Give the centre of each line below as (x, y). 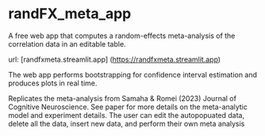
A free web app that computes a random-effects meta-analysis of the (122, 36)
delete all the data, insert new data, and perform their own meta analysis (127, 123)
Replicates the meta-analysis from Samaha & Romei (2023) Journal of (122, 98)
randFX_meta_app (70, 14)
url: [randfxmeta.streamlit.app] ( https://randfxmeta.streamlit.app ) (114, 59)
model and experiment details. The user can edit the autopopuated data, (126, 115)
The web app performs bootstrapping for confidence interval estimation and (133, 74)
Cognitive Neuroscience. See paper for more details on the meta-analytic (128, 107)
